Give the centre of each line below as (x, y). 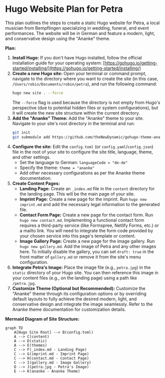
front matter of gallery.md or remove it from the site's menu (80, 257)
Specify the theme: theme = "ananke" (57, 168)
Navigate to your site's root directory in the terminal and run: (74, 123)
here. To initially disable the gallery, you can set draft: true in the (87, 252)
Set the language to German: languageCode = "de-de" (74, 162)
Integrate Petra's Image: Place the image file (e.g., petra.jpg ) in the (82, 267)
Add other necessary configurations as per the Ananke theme (82, 173)
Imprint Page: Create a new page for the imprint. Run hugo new (83, 199)
